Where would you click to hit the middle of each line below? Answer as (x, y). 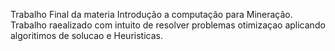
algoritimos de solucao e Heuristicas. (86, 35)
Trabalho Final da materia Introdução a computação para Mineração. (151, 14)
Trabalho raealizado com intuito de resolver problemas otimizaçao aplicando (168, 25)
